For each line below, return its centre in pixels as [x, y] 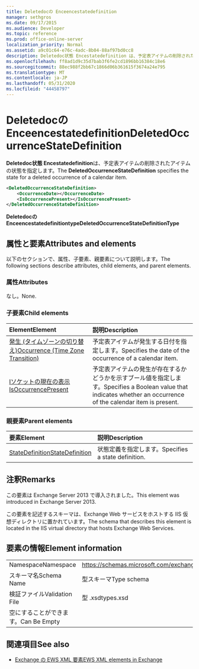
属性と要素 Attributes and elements [71, 243]
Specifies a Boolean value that [146, 387]
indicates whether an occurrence [139, 395]
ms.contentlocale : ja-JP [37, 78]
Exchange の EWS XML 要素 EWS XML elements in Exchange [89, 659]
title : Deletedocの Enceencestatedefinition [62, 12]
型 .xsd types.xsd [105, 598]
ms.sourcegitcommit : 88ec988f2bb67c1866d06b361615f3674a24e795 [86, 67]
